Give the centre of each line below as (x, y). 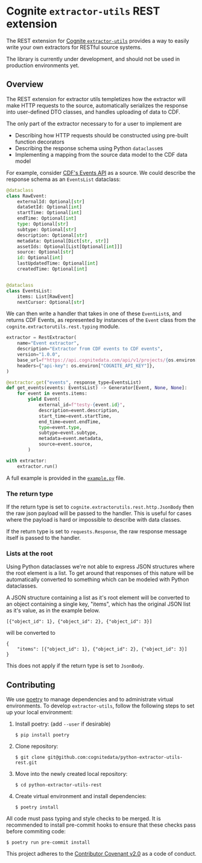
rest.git (26, 763)
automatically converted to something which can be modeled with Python (98, 580)
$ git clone (30, 758)
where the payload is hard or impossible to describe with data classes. (94, 519)
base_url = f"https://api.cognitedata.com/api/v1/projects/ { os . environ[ (108, 360)
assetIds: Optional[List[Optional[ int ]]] (70, 246)
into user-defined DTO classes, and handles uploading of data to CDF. (93, 112)
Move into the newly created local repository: (71, 774)
